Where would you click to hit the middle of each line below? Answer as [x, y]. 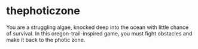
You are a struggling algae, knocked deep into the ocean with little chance [98, 27]
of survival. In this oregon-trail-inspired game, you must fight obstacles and [99, 33]
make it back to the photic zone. [46, 40]
